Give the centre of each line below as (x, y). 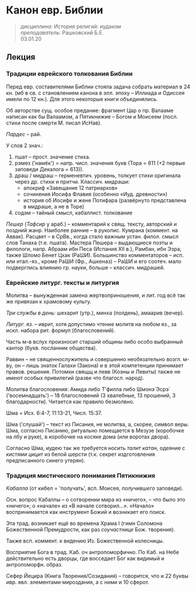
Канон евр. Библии (55, 10)
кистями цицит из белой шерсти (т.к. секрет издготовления (80, 454)
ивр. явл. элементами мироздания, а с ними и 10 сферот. (78, 582)
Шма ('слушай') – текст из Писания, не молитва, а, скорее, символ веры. (97, 424)
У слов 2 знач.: (25, 145)
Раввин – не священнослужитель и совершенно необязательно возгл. (94, 359)
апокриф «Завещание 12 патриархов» (71, 188)
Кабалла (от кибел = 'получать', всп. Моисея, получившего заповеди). (95, 488)
